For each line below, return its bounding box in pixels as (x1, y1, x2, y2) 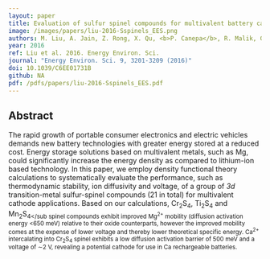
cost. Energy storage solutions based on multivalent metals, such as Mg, (8, 147, 249, 157)
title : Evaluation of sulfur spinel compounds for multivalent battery (8, 19, 253, 27)
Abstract (8, 109, 54, 122)
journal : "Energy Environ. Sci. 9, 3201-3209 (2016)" (8, 57, 193, 65)
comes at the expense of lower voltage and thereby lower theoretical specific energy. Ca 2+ (8, 226, 260, 236)
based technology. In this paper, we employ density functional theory (8, 164, 238, 174)
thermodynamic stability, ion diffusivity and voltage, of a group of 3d (8, 182, 235, 191)
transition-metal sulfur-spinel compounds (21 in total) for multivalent (8, 190, 235, 199)
